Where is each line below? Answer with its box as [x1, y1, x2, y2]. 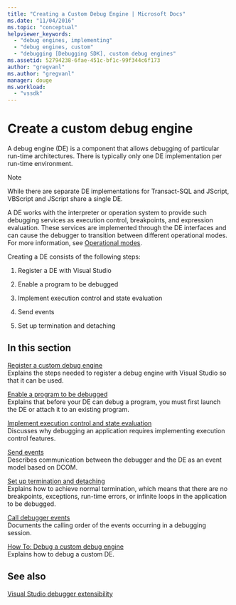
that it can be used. [7, 376, 64, 385]
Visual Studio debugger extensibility [7, 589, 114, 598]
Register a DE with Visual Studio [17, 267, 112, 275]
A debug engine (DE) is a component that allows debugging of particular [7, 144, 220, 153]
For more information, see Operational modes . [7, 239, 143, 247]
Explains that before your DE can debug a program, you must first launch [7, 397, 221, 406]
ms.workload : [7, 83, 46, 91]
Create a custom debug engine [7, 120, 193, 137]
